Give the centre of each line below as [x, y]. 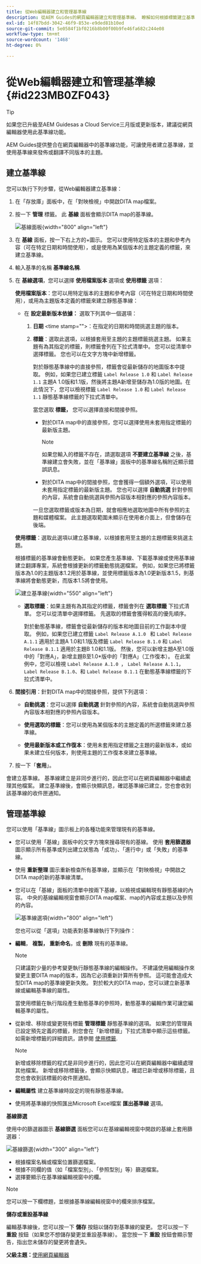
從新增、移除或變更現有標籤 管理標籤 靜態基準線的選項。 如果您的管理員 [103, 1024]
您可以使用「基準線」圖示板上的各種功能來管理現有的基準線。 [82, 829]
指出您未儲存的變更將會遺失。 [53, 1242]
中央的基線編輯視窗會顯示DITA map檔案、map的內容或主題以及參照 [110, 898]
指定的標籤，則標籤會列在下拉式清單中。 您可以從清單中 [123, 346]
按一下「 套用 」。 [35, 765]
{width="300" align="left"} [66, 1149]
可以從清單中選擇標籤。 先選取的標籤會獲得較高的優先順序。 [115, 613]
